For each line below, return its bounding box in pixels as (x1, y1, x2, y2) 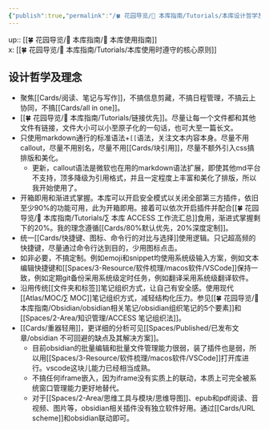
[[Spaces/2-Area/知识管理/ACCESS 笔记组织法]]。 (19, 313, 186, 323)
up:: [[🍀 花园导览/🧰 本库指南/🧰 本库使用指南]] (8, 34, 158, 44)
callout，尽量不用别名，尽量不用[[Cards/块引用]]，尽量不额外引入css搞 (19, 143, 255, 153)
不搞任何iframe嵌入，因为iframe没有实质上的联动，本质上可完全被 (31, 373, 250, 383)
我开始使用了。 (31, 183, 82, 193)
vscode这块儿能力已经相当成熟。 (46, 364, 155, 373)
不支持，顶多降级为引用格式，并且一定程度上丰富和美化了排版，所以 (31, 173, 257, 183)
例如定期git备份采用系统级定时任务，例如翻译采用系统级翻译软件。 (34, 273, 254, 283)
